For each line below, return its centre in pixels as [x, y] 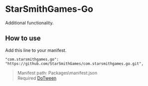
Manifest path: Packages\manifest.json [57, 73]
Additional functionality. [29, 23]
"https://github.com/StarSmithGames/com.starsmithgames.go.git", [74, 64]
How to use [23, 38]
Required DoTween [37, 78]
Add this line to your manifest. [36, 50]
